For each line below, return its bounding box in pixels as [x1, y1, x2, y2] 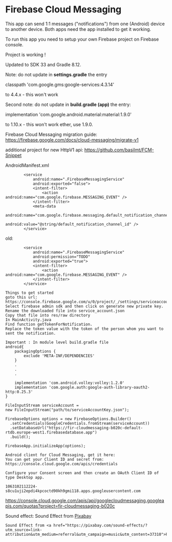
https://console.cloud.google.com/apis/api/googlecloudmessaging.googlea [5, 497, 165, 503]
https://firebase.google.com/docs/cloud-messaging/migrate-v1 [5, 136, 139, 143]
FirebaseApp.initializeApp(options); [5, 443, 86, 448]
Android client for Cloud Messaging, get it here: [5, 452, 116, 458]
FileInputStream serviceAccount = [5, 403, 79, 408]
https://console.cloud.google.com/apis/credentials [5, 461, 118, 466]
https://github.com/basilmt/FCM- [84, 147, 155, 153]
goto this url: [5, 294, 38, 300]
